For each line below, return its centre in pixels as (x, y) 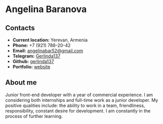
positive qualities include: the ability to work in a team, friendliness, (75, 105)
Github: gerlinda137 (33, 61)
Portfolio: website (31, 67)
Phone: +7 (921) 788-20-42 (42, 45)
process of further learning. (34, 116)
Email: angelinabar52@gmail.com (48, 51)
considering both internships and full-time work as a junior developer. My (82, 100)
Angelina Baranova (46, 9)
